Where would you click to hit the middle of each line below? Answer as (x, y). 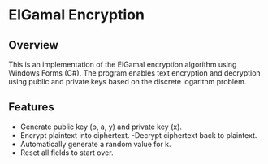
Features (31, 107)
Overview (34, 45)
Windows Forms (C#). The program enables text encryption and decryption (135, 73)
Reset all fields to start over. (67, 153)
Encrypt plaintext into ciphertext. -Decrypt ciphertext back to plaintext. (138, 135)
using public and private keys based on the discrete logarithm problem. (128, 82)
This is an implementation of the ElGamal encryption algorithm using (123, 64)
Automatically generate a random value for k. (96, 144)
